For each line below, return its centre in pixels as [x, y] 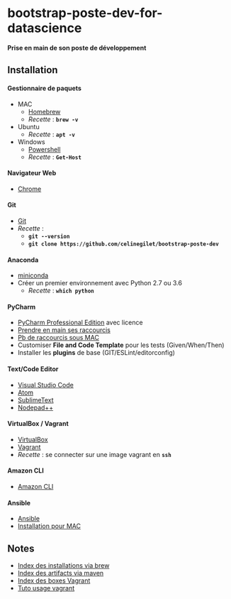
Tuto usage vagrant [46, 588]
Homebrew [44, 111]
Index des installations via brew [63, 565]
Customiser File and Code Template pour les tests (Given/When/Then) [121, 345]
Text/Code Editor [33, 369]
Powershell [44, 149]
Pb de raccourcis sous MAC [58, 338]
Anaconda [23, 260]
